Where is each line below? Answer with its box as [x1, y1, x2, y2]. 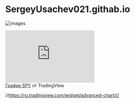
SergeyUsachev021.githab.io [5, 4, 130, 15]
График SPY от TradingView [5, 82, 65, 88]
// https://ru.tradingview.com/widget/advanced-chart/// [5, 92, 119, 98]
